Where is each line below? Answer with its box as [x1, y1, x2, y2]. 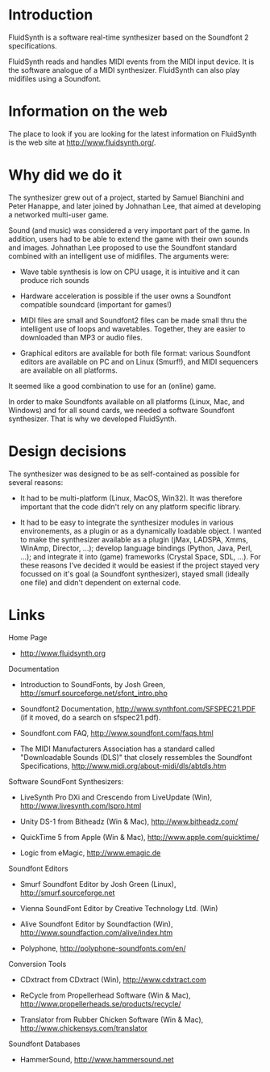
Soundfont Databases [8, 1039, 81, 1049]
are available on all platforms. [19, 365, 118, 375]
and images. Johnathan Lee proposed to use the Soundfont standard [8, 243, 238, 252]
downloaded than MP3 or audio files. [19, 332, 143, 342]
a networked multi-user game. [8, 209, 109, 219]
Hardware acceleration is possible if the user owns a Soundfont [19, 291, 231, 301]
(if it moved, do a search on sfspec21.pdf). [19, 712, 161, 722]
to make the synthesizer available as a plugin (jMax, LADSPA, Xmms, [19, 534, 248, 544]
